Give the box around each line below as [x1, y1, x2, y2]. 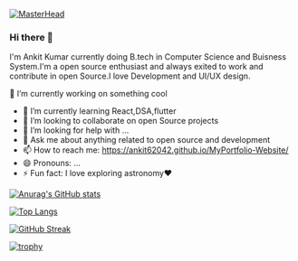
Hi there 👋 [9, 31, 54, 43]
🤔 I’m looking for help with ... [22, 125, 130, 135]
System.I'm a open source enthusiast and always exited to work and [9, 61, 264, 72]
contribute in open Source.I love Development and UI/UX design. [9, 70, 251, 81]
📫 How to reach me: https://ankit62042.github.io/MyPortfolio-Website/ [22, 144, 289, 155]
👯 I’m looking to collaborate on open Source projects [22, 116, 219, 126]
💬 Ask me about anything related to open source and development [22, 135, 270, 145]
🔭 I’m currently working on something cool [9, 89, 168, 99]
